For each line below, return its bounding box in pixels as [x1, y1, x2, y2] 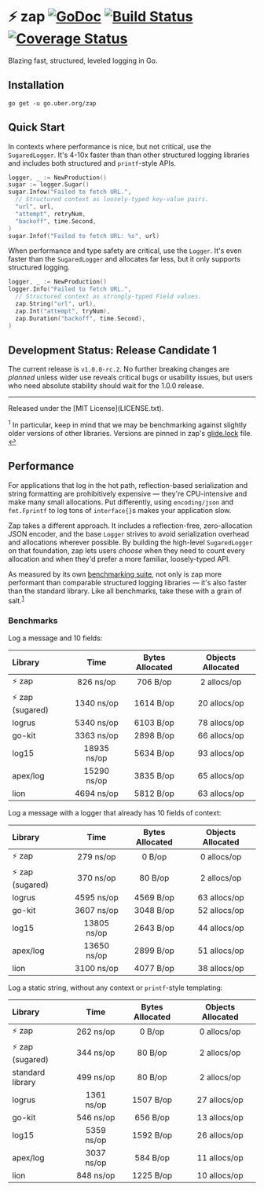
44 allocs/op [197, 922, 245, 933]
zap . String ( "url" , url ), [15, 300, 97, 308]
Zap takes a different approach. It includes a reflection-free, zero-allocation [8, 521, 253, 530]
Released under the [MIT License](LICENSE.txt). [8, 404, 164, 413]
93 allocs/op [197, 747, 245, 758]
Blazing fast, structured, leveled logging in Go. [8, 56, 158, 65]
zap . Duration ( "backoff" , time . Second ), [15, 314, 146, 322]
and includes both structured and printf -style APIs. [8, 158, 177, 167]
